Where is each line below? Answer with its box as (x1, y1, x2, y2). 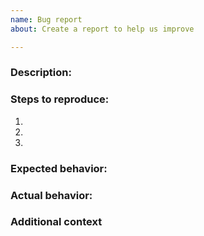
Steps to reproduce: (10, 92, 110, 106)
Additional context (10, 215, 103, 229)
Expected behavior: (10, 161, 108, 175)
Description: (10, 66, 72, 80)
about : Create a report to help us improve (10, 24, 195, 34)
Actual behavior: (10, 188, 93, 202)
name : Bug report (10, 14, 83, 25)
